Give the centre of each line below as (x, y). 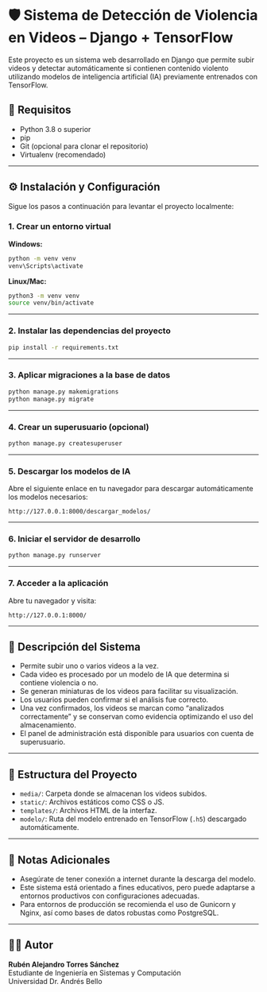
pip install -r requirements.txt (64, 347)
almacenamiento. (48, 725)
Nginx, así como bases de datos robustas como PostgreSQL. (119, 913)
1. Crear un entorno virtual (60, 227)
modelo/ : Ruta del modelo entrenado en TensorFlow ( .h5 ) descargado (133, 819)
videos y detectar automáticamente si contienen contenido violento (118, 68)
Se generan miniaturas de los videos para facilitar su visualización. (129, 692)
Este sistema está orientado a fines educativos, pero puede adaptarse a (137, 887)
